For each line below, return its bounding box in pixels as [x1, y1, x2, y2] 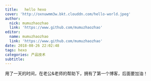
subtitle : [5, 57, 25, 62]
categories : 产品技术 [5, 52, 46, 57]
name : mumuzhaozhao [9, 34, 49, 39]
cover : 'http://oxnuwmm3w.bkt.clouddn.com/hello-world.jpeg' [5, 12, 131, 16]
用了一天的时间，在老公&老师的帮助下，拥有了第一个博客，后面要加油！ [5, 71, 148, 77]
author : [5, 16, 21, 21]
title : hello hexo [5, 7, 47, 12]
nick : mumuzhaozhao [9, 20, 49, 26]
